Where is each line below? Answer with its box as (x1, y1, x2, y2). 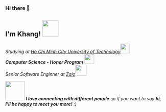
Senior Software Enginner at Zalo (5, 71, 76, 77)
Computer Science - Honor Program (5, 59, 83, 65)
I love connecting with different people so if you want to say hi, (25, 95, 161, 101)
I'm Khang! (5, 30, 41, 39)
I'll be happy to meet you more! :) (5, 101, 77, 107)
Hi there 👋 (5, 5, 31, 12)
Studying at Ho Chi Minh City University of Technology (5, 48, 121, 54)
